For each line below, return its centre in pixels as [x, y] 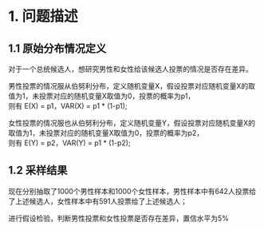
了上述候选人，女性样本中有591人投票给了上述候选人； [98, 201]
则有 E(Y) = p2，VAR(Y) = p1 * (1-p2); [69, 143]
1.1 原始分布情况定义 [57, 48]
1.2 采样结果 [38, 171]
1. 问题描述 [43, 16]
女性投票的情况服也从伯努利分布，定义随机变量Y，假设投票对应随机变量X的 [132, 123]
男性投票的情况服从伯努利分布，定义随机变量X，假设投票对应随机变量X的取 [132, 86]
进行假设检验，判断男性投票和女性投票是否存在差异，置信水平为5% [119, 218]
